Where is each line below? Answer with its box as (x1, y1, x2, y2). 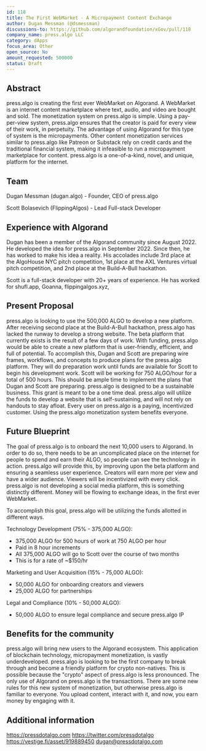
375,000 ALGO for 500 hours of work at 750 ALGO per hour (15, 537, 167, 545)
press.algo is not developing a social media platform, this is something (6, 482, 184, 489)
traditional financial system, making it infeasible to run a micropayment (6, 145, 186, 152)
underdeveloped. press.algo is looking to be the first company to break (6, 658, 186, 666)
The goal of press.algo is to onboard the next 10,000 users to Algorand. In (6, 442, 194, 450)
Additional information (6, 715, 95, 725)
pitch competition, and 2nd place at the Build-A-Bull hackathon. (6, 264, 167, 272)
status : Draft (6, 60, 43, 66)
